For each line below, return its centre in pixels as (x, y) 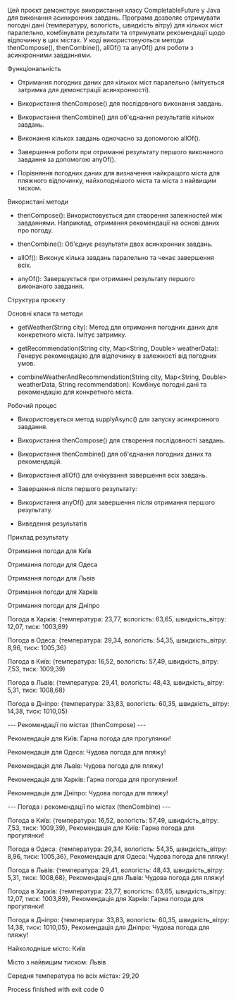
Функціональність (34, 69)
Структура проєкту (36, 300)
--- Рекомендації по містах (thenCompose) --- (77, 725)
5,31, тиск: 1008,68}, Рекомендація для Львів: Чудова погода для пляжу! (116, 877)
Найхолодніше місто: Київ (46, 948)
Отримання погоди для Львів (51, 578)
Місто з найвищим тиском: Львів (57, 962)
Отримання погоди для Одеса (52, 564)
